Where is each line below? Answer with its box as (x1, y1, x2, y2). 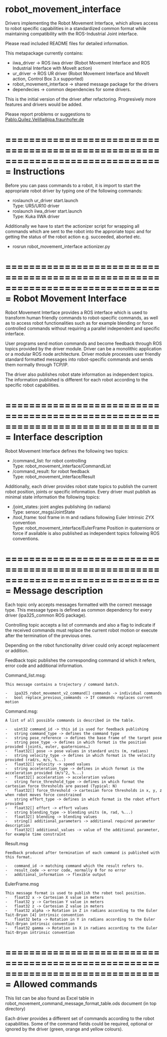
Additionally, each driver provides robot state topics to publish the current (5, 483, 157, 489)
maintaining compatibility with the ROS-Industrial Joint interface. (5, 31, 138, 37)
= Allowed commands (5, 978, 97, 989)
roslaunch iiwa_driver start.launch (12, 208, 82, 214)
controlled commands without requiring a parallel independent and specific (5, 325, 160, 331)
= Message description (5, 585, 103, 596)
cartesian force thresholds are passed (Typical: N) (5, 783, 117, 789)
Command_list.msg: (5, 672, 46, 678)
